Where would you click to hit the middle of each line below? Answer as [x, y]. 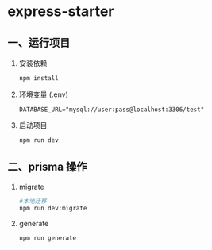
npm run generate [48, 238]
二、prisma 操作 [47, 167]
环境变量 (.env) [44, 94]
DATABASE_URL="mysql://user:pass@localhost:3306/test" [112, 110]
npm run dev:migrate [53, 209]
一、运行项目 [39, 42]
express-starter [61, 12]
